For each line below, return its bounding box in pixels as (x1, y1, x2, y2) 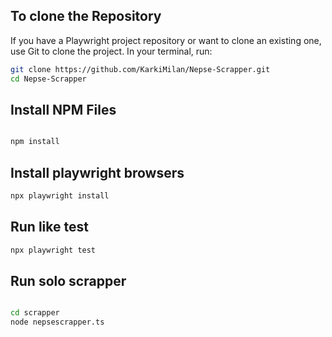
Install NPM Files (10, 101, 117, 118)
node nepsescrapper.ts (10, 317, 105, 328)
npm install (10, 137, 60, 147)
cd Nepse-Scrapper (10, 74, 87, 84)
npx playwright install (10, 191, 110, 201)
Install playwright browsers (10, 164, 185, 181)
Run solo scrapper (10, 273, 127, 290)
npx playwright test (10, 245, 97, 255)
